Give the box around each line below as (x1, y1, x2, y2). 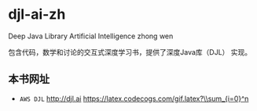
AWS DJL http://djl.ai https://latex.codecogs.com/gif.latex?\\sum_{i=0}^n (19, 94, 249, 103)
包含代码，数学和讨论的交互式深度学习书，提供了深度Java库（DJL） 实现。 (8, 47, 252, 56)
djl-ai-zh (8, 5, 66, 23)
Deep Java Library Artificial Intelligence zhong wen (8, 31, 174, 41)
